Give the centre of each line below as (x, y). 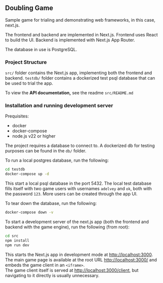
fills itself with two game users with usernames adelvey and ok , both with (79, 189)
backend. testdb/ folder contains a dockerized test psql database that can (80, 78)
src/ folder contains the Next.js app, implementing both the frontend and (79, 73)
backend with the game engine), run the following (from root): (67, 227)
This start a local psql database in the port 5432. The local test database (78, 183)
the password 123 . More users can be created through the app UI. (71, 194)
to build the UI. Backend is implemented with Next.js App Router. (70, 40)
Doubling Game (29, 8)
